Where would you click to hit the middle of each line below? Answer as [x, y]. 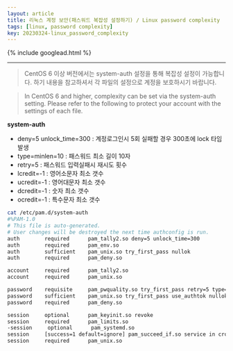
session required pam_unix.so [65, 341]
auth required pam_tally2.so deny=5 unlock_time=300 [103, 238]
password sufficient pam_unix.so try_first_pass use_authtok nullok [118, 296]
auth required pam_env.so [63, 245]
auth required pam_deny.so [65, 258]
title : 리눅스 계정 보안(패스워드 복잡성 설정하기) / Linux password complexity [114, 20]
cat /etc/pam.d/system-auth [48, 213]
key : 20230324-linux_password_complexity [68, 33]
